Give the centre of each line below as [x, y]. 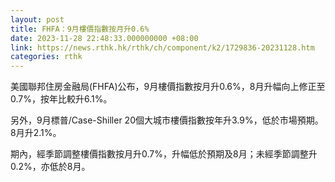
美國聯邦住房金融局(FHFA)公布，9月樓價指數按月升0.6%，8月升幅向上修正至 [168, 87]
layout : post [37, 19]
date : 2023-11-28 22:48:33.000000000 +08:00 [104, 38]
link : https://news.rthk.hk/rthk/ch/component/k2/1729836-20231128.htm [162, 47]
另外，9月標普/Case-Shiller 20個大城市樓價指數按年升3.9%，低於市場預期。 [167, 120]
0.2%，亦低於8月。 [50, 167]
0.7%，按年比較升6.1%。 [61, 99]
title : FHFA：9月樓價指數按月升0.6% [80, 29]
